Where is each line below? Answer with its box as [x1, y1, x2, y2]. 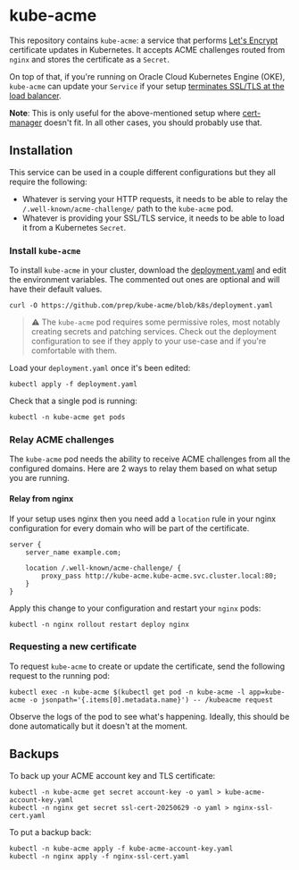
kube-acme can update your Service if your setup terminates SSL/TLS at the [9, 80, 285, 91]
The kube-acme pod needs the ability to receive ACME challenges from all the [9, 453, 291, 465]
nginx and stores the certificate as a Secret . [9, 54, 170, 64]
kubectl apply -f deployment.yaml [9, 380, 138, 389]
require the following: [9, 176, 87, 187]
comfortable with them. [30, 345, 118, 356]
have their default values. [9, 283, 103, 295]
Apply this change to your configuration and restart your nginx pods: [9, 603, 262, 613]
